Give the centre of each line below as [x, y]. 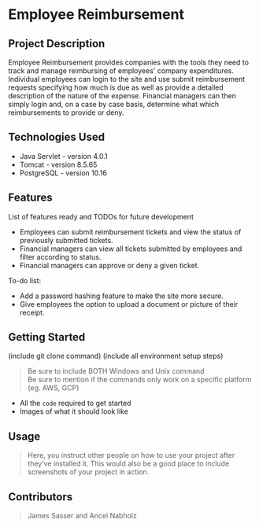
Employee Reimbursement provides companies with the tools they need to [129, 62]
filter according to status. [60, 256]
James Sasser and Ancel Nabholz [82, 516]
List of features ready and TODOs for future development [101, 216]
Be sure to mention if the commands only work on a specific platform [139, 380]
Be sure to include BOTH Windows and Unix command [116, 371]
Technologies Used [56, 137]
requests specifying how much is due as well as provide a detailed [116, 87]
